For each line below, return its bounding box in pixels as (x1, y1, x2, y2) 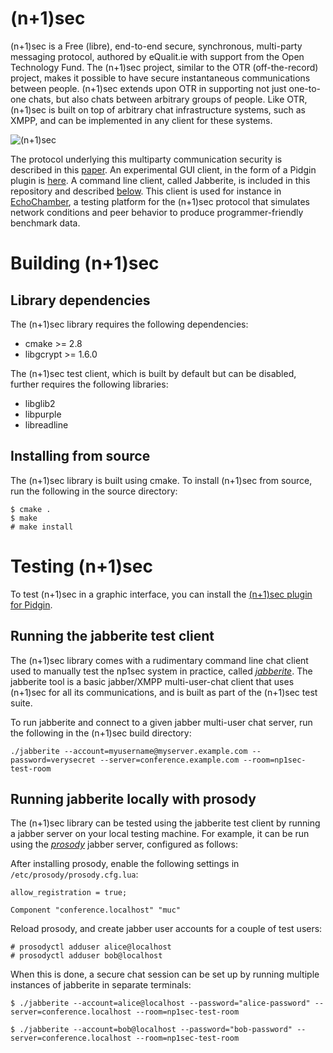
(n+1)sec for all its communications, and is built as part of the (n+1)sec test (10, 686, 318, 698)
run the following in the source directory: (10, 485, 178, 497)
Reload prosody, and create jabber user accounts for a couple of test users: (10, 923, 323, 935)
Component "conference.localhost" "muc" (10, 905, 182, 916)
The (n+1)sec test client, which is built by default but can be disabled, (10, 367, 297, 379)
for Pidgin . (10, 598, 53, 611)
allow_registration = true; (10, 888, 128, 898)
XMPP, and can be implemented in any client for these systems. (10, 114, 273, 126)
